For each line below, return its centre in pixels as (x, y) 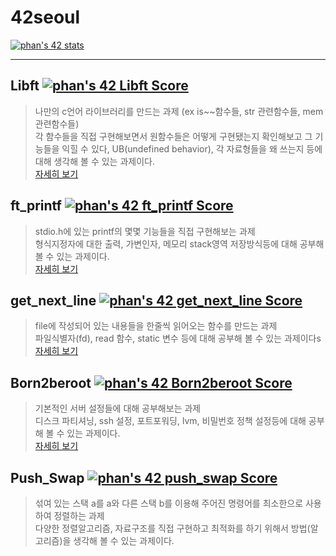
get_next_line (53, 300)
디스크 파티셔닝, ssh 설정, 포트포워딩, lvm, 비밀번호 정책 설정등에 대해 (170, 421)
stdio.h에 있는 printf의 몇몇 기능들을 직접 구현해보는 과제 (145, 231)
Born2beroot (51, 382)
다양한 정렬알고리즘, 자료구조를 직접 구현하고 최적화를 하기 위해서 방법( (172, 528)
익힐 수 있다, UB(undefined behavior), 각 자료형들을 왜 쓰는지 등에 (192, 148)
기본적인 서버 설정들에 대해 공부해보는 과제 (118, 408)
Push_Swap (47, 477)
